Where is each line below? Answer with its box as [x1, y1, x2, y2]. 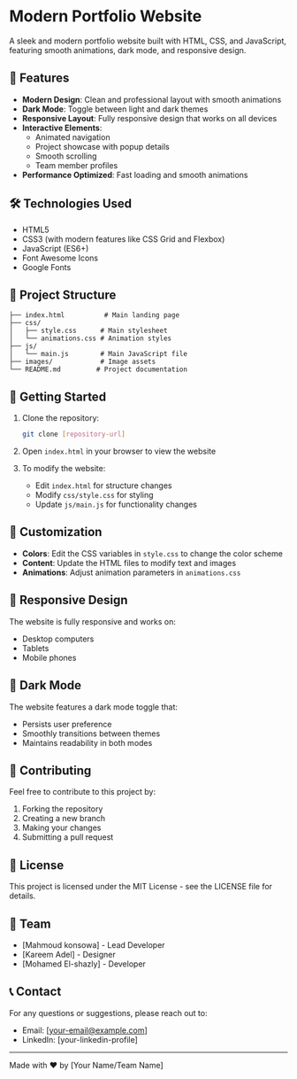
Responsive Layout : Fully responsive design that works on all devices [21, 113, 278, 123]
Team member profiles [34, 159, 118, 170]
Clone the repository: [21, 413, 100, 423]
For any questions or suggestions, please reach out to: [9, 1007, 208, 1018]
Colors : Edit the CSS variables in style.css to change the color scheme [21, 547, 283, 559]
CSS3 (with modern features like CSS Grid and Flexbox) [21, 233, 225, 245]
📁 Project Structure [9, 287, 117, 302]
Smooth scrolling [34, 151, 97, 161]
